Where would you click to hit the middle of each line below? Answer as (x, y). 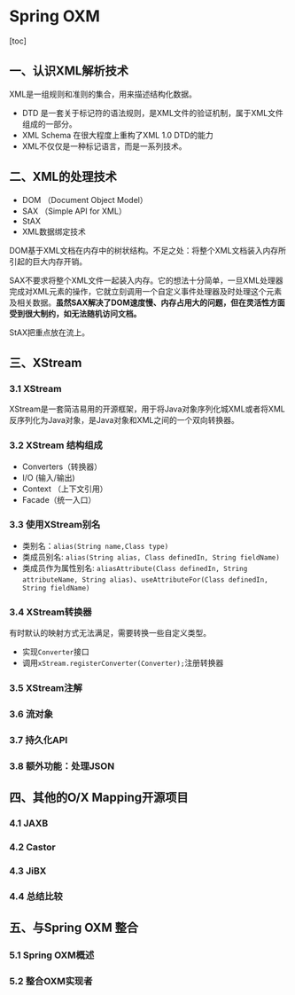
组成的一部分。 (49, 124)
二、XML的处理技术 (63, 177)
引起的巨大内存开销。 (48, 261)
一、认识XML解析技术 (69, 71)
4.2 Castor (32, 847)
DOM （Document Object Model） (85, 200)
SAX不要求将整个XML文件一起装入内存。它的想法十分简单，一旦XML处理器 (146, 280)
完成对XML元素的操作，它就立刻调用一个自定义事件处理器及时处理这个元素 (146, 291)
